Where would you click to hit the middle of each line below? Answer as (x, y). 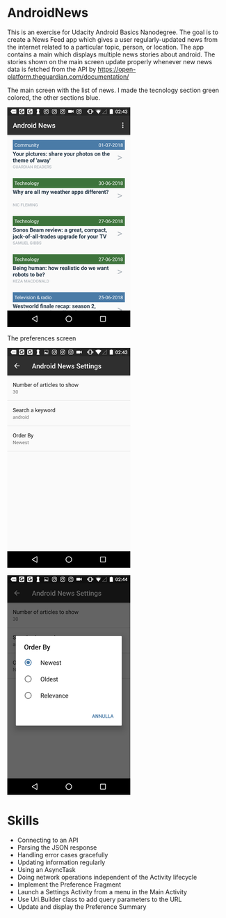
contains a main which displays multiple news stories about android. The (111, 54)
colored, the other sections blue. (54, 97)
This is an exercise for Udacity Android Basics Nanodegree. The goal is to (113, 32)
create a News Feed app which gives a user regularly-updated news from (112, 39)
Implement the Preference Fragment (69, 885)
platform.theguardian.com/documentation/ (68, 76)
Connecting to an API (48, 840)
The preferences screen (42, 338)
